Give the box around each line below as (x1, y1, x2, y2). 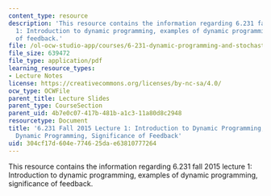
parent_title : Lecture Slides (8, 94, 110, 102)
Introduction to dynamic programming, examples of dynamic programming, (8, 170, 258, 180)
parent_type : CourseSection (8, 102, 103, 110)
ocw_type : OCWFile (8, 86, 70, 95)
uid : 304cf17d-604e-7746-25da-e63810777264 (8, 139, 157, 148)
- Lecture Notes (8, 72, 63, 80)
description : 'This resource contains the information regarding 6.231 (8, 19, 254, 27)
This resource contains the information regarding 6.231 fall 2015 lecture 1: (8, 161, 252, 171)
